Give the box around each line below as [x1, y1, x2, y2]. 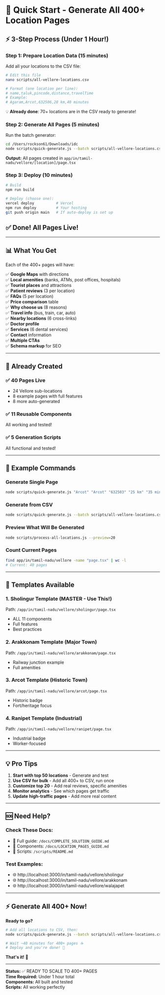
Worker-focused [12, 741, 46, 746]
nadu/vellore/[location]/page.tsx [5, 160, 76, 166]
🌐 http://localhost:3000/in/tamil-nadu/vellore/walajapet [12, 882, 124, 889]
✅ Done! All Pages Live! [5, 224, 79, 232]
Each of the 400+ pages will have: [5, 262, 75, 268]
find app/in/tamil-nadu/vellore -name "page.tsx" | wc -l [5, 558, 126, 563]
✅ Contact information [5, 332, 52, 338]
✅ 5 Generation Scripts [5, 434, 62, 441]
